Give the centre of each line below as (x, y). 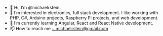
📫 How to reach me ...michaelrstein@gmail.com (59, 28)
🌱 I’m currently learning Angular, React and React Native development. (81, 23)
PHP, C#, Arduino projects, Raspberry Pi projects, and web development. (84, 18)
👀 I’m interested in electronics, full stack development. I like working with (84, 13)
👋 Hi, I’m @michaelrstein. (35, 8)
